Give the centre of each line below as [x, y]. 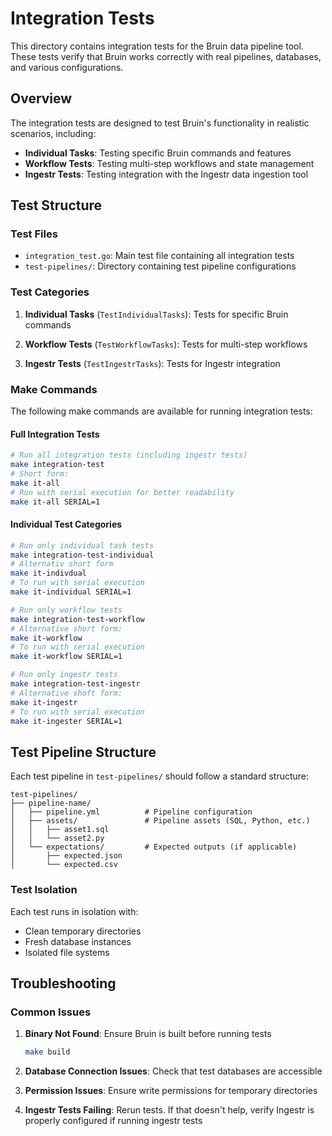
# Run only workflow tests [66, 610]
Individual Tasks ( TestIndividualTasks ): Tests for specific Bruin [156, 314]
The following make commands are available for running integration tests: [161, 411]
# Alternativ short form [62, 564]
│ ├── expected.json [66, 856]
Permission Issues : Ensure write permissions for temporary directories [171, 1091]
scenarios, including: [53, 133]
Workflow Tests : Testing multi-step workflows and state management [169, 163]
